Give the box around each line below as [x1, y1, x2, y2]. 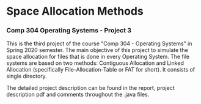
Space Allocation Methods [6, 4, 144, 18]
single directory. [6, 72, 47, 80]
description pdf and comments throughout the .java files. [6, 91, 150, 98]
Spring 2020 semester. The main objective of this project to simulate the [6, 46, 188, 54]
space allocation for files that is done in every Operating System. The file [6, 53, 190, 61]
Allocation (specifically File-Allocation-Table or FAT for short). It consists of [6, 66, 196, 73]
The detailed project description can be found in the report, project [6, 84, 175, 92]
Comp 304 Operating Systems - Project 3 [6, 26, 132, 35]
